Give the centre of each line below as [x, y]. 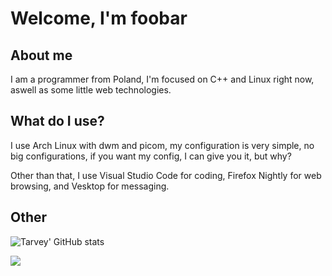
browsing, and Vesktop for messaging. [90, 186]
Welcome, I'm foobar [99, 18]
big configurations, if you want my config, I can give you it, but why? [151, 156]
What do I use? [57, 121]
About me [41, 55]
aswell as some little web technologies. [91, 90]
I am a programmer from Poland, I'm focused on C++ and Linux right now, [162, 79]
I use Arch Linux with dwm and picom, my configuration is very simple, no [162, 145]
